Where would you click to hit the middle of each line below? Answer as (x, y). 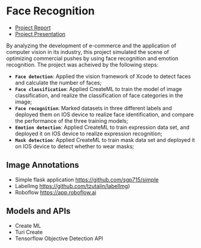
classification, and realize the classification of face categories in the (99, 95)
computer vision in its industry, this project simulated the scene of (88, 52)
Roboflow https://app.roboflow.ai (55, 192)
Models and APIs (38, 211)
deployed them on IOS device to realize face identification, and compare (104, 114)
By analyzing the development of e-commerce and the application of (91, 46)
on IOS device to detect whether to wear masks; (74, 146)
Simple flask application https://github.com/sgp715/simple (87, 179)
